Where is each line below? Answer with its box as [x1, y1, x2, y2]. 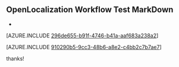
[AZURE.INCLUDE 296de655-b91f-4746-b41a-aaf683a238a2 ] [6, 32, 159, 39]
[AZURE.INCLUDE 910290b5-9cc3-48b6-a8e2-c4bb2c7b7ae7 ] [6, 43, 162, 50]
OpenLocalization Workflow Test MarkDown [6, 5, 174, 15]
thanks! [6, 55, 25, 62]
